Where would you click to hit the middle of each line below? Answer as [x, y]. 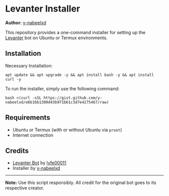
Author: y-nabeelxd [26, 23]
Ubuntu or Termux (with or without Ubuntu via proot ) [67, 130]
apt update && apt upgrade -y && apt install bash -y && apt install [80, 75]
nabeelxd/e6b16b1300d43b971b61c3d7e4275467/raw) [57, 102]
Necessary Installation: [29, 65]
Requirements [28, 118]
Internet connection [33, 135]
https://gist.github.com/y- [73, 98]
